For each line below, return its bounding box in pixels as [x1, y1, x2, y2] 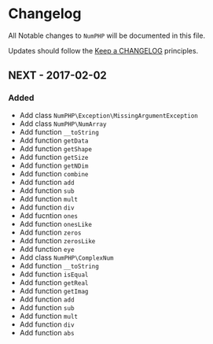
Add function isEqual [19, 269, 89, 279]
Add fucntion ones [19, 210, 79, 220]
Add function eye [19, 244, 75, 253]
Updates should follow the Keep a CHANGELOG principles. [8, 46, 199, 55]
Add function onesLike [19, 219, 93, 228]
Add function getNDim [19, 161, 89, 170]
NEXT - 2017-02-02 [8, 68, 108, 83]
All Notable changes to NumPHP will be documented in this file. [8, 31, 206, 40]
